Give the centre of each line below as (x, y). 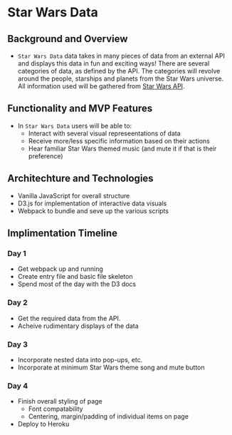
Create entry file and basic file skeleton (75, 277)
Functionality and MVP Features (80, 109)
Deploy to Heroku (43, 424)
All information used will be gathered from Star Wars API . (101, 86)
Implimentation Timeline (63, 234)
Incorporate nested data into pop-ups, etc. (80, 359)
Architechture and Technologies (81, 179)
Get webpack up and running (60, 269)
